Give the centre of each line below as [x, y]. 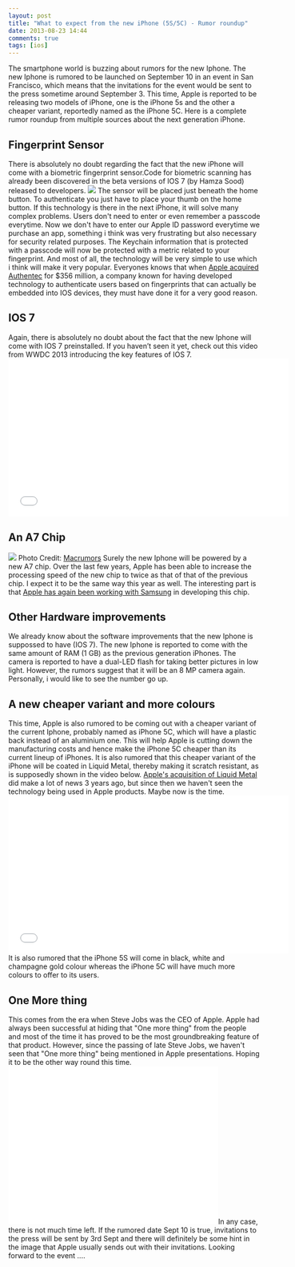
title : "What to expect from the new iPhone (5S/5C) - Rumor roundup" [128, 23]
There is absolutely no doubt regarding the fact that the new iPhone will [126, 164]
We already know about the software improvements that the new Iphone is [131, 636]
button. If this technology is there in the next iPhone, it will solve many [124, 207]
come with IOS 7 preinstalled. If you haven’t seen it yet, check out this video [133, 346]
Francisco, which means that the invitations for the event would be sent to [130, 86]
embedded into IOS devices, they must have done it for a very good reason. [133, 293]
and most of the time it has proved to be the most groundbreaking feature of [134, 1036]
